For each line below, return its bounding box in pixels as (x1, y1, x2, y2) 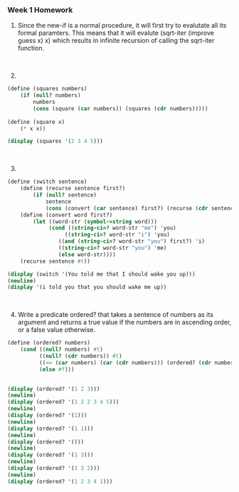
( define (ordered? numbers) (7, 340, 91, 347)
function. (17, 44, 45, 53)
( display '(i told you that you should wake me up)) (7, 283, 167, 291)
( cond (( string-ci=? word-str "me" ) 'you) (48, 224, 176, 232)
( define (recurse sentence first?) (20, 185, 126, 192)
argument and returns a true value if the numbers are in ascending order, (17, 318, 232, 327)
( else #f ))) (38, 365, 75, 373)
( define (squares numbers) (7, 85, 87, 93)
